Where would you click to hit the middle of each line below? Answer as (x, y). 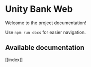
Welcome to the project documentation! (46, 23)
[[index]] (14, 60)
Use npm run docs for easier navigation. (45, 32)
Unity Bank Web (39, 9)
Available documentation (45, 48)
